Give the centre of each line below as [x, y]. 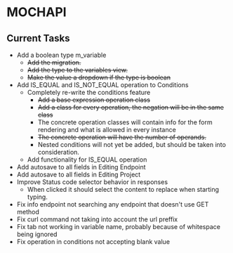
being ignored [37, 234]
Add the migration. [54, 63]
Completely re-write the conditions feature [89, 92]
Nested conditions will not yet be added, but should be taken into [132, 144]
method [28, 212]
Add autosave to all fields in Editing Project [79, 174]
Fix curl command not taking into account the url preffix [97, 219]
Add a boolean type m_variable [61, 55]
